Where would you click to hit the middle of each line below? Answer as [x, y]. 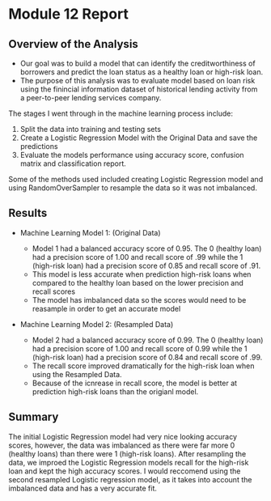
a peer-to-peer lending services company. [91, 98]
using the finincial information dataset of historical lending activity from [139, 89]
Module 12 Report [69, 14]
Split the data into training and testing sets [91, 129]
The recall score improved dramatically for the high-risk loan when [143, 366]
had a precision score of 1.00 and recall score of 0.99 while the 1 [140, 348]
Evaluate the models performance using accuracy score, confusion [132, 155]
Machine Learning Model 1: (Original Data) [90, 232]
